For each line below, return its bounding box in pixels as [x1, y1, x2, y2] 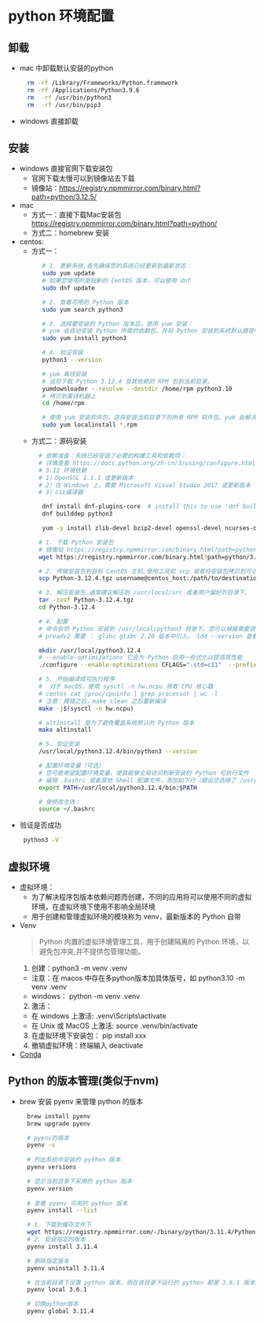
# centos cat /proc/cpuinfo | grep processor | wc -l [38, 689, 218, 697]
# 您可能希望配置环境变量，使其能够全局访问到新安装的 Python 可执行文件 [38, 769, 250, 777]
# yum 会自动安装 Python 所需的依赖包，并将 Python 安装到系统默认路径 [42, 327, 255, 335]
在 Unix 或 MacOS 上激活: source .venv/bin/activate [31, 1021, 198, 1030]
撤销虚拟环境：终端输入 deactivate [31, 1040, 144, 1050]
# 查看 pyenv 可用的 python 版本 [27, 1199, 128, 1207]
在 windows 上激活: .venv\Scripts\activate [31, 1011, 167, 1020]
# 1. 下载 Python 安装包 [38, 538, 114, 546]
